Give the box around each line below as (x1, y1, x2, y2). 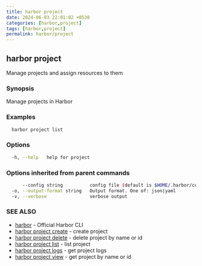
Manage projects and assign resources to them (6, 69, 123, 76)
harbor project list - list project (14, 240, 91, 247)
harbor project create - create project (14, 228, 108, 235)
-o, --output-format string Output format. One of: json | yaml (11, 187, 176, 194)
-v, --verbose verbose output (11, 193, 128, 199)
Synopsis (6, 84, 34, 92)
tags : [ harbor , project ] (6, 25, 66, 32)
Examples (6, 113, 36, 121)
